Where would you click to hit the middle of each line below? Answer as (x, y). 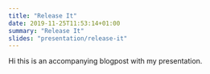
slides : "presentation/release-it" (68, 38)
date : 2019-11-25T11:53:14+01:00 (64, 23)
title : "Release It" (43, 16)
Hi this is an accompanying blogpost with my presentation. (105, 61)
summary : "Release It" (46, 31)
